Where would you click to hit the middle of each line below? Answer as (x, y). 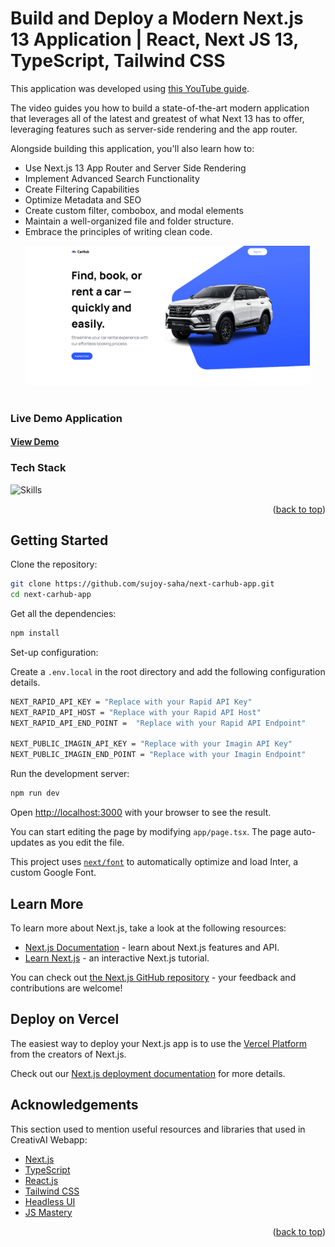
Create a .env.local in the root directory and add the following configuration (168, 671)
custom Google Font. (53, 873)
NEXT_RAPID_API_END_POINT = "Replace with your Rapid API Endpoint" (158, 723)
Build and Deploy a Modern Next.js (157, 18)
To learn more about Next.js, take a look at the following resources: (148, 928)
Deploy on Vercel (65, 1019)
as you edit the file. (85, 843)
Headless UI (50, 1201)
